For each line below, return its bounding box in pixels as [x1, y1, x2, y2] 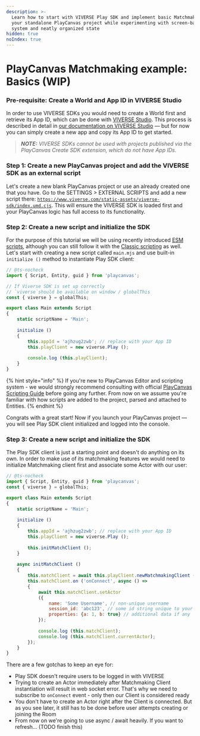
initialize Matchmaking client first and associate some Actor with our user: [6, 461, 187, 469]
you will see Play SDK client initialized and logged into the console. [6, 420, 170, 427]
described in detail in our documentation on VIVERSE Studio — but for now [6, 122, 190, 130]
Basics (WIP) [6, 75, 71, 88]
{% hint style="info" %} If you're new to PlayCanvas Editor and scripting [6, 377, 183, 384]
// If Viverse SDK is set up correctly [6, 283, 105, 290]
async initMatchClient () [17, 562, 82, 568]
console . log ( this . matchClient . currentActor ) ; [37, 633, 156, 639]
